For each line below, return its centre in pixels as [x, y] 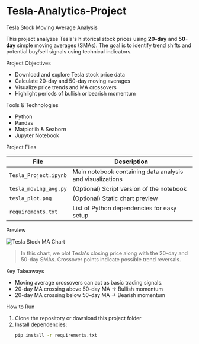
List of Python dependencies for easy [125, 208]
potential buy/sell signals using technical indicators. [69, 51]
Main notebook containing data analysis [128, 172]
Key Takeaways [25, 271]
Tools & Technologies [32, 105]
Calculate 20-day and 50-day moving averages [72, 81]
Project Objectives [29, 63]
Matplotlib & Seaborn [40, 129]
